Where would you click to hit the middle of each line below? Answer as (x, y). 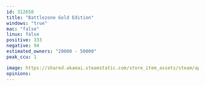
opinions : (19, 73)
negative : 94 (23, 46)
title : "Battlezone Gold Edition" (50, 18)
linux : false (23, 35)
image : (15, 68)
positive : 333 (24, 40)
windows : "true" (27, 23)
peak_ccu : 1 (21, 57)
